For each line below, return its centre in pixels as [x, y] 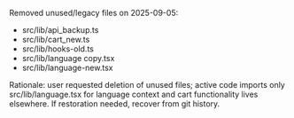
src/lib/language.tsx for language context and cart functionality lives [134, 94]
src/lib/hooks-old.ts [58, 49]
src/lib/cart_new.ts [56, 39]
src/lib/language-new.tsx [67, 67]
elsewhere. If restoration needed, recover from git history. [115, 104]
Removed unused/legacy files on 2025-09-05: [94, 13]
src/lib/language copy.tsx [68, 58]
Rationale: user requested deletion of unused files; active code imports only [147, 85]
